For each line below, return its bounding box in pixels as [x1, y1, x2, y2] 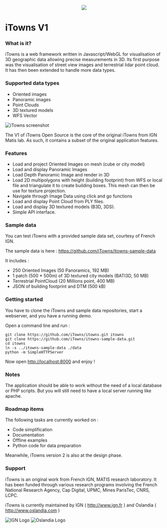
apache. [5, 393, 22, 399]
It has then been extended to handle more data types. [5, 67, 116, 73]
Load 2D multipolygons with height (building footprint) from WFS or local [12, 177, 162, 183]
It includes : [5, 258, 29, 264]
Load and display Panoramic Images [12, 166, 87, 172]
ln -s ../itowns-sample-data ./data [5, 345, 81, 350]
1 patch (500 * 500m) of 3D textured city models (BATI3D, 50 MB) [12, 273, 149, 279]
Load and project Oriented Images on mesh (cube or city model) [12, 161, 145, 167]
